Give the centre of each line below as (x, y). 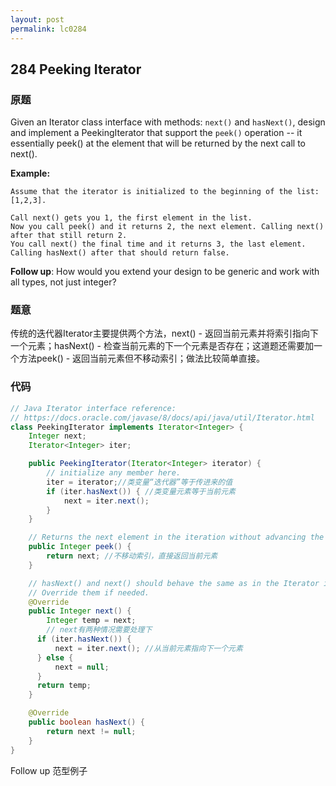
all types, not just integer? (63, 282)
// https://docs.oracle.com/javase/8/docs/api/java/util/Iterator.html (162, 417)
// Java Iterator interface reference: (93, 408)
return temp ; (64, 686)
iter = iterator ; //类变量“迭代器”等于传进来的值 (139, 482)
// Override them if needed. (89, 592)
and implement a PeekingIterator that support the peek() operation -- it (156, 133)
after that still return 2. (69, 236)
